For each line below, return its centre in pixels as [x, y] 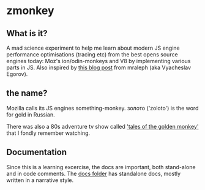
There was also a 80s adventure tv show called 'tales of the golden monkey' [102, 126]
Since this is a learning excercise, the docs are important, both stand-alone [101, 167]
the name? [27, 93]
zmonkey [30, 11]
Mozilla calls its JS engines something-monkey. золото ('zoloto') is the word [102, 108]
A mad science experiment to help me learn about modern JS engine [93, 48]
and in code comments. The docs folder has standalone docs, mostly [94, 173]
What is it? [27, 33]
